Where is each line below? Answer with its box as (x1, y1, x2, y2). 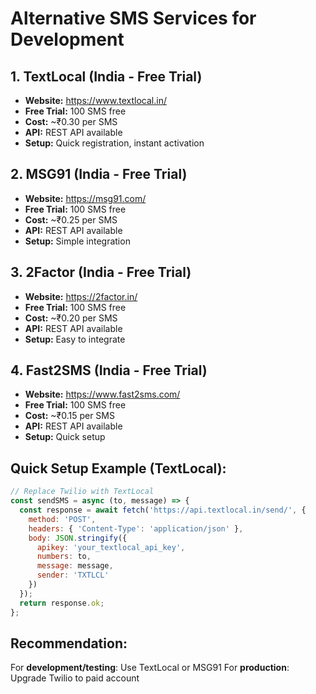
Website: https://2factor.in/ (24, 290, 138, 302)
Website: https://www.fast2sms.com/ (24, 388, 181, 401)
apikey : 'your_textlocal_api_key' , (36, 542, 186, 552)
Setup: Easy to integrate (24, 333, 126, 345)
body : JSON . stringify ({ (28, 533, 128, 543)
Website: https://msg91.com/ (24, 192, 147, 204)
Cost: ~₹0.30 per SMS (24, 116, 118, 127)
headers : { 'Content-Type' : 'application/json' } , (28, 523, 244, 534)
